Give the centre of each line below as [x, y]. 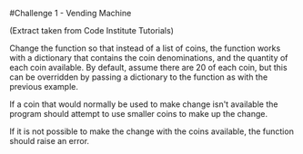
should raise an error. [49, 141]
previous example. [44, 87]
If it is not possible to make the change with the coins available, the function [151, 131]
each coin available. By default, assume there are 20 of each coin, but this [149, 67]
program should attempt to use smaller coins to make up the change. [139, 114]
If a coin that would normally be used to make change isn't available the [144, 104]
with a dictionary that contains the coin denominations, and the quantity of [149, 58]
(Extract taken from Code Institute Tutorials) [92, 30]
